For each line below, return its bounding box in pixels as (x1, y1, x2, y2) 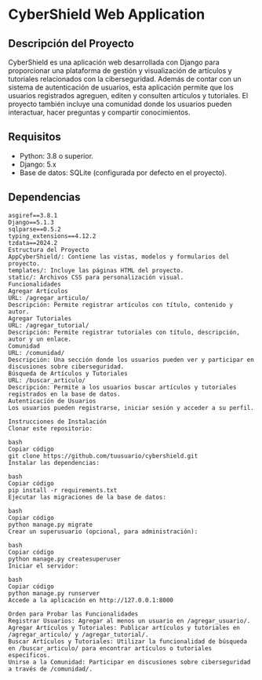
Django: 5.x (19, 159, 56, 169)
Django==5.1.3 (8, 218, 55, 226)
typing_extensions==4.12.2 (8, 232, 96, 240)
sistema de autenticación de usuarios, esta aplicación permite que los (8, 82, 234, 92)
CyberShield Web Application (8, 5, 206, 24)
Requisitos (8, 130, 61, 144)
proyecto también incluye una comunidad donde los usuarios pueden (8, 100, 232, 108)
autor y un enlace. (8, 335, 72, 343)
